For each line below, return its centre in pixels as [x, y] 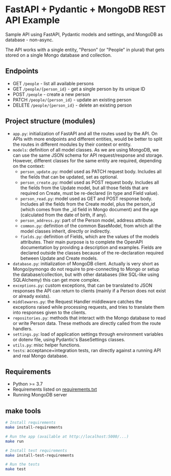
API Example [33, 20]
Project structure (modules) [50, 121]
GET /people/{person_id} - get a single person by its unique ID [79, 89]
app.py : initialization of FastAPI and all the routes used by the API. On [85, 133]
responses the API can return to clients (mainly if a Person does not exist [89, 291]
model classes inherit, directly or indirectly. [66, 231]
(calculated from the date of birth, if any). [64, 215]
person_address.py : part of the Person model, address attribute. [87, 220]
